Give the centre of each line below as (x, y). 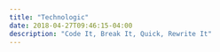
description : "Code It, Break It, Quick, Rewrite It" (111, 33)
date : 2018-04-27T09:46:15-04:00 (71, 26)
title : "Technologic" (49, 17)
